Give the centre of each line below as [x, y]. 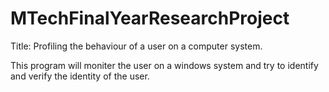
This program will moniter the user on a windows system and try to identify [164, 65]
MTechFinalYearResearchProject [150, 18]
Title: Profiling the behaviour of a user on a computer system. [136, 46]
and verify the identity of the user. [80, 76]
